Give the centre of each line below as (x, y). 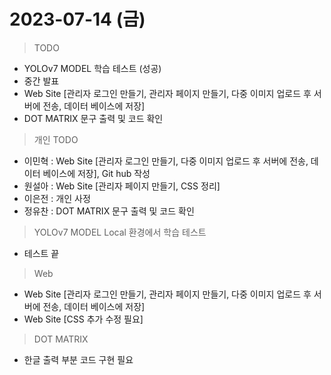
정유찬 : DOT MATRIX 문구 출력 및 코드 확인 (109, 211)
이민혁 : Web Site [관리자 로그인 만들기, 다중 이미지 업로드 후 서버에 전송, (166, 161)
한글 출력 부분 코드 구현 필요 (78, 359)
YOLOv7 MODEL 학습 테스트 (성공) (92, 68)
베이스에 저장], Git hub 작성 (96, 173)
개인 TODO (56, 139)
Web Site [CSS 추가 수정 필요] (83, 319)
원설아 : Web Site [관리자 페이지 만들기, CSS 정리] (122, 186)
